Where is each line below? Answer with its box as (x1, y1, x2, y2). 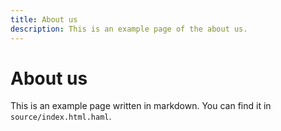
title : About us (10, 14, 78, 25)
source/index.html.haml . (10, 111, 112, 123)
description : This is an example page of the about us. (10, 24, 248, 34)
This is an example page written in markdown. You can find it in (10, 100, 272, 112)
